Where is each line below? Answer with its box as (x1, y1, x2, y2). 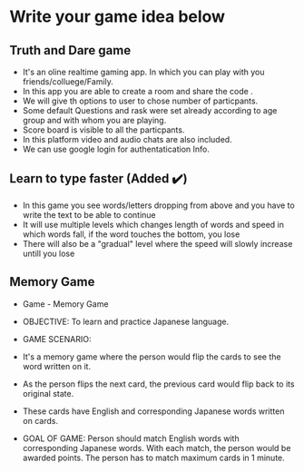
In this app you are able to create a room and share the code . (22, 86, 254, 96)
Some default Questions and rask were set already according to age (22, 105, 278, 115)
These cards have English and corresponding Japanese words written (22, 406, 285, 417)
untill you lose (22, 248, 75, 259)
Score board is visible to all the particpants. (22, 124, 185, 135)
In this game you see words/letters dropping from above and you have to (22, 200, 295, 211)
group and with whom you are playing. (22, 115, 167, 125)
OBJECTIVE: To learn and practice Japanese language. (22, 316, 230, 327)
